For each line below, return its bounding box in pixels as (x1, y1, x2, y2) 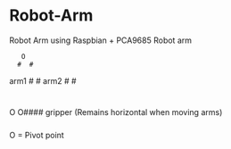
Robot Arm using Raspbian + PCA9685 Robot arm (9, 35, 193, 46)
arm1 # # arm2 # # (9, 75, 78, 86)
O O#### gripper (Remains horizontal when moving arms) (9, 107, 223, 118)
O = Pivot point (9, 129, 64, 140)
